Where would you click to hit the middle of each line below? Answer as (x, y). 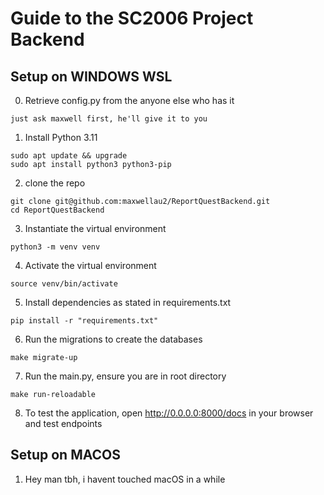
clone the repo (55, 183)
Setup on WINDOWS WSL (91, 76)
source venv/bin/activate (64, 284)
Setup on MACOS (65, 455)
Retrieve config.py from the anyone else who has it (129, 100)
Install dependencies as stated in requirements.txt (128, 302)
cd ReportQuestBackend (57, 210)
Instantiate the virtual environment (95, 228)
